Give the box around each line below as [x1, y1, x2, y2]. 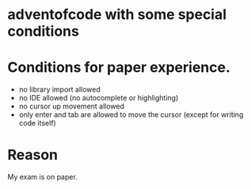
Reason [7, 146, 59, 164]
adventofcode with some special [7, 6, 227, 24]
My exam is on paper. [7, 172, 78, 182]
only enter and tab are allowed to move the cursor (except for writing [18, 110, 244, 119]
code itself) [18, 119, 56, 128]
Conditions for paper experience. [7, 59, 231, 77]
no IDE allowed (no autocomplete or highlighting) [18, 93, 179, 103]
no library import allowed [18, 85, 101, 94]
